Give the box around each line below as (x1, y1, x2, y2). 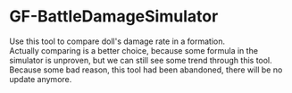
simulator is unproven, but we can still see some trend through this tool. (9, 55, 272, 65)
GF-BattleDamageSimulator (9, 6, 219, 27)
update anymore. (9, 73, 72, 84)
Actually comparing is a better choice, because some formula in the (9, 45, 259, 55)
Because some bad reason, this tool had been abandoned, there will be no (9, 64, 283, 75)
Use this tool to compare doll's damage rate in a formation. (9, 36, 226, 46)
